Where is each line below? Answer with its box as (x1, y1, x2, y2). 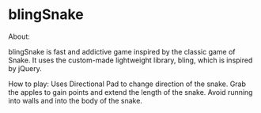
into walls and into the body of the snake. (8, 96, 142, 105)
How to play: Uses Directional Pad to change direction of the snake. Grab (8, 79, 247, 89)
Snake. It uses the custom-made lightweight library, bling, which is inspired (8, 55, 253, 65)
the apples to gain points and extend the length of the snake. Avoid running (8, 87, 253, 96)
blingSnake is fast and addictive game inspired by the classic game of (8, 47, 236, 56)
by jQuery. (8, 63, 42, 73)
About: (8, 32, 30, 41)
